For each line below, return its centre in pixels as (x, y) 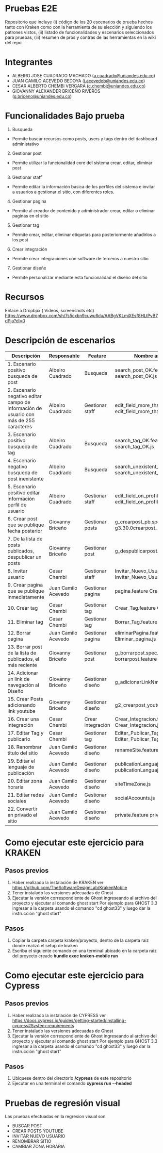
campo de (19, 402)
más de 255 (21, 420)
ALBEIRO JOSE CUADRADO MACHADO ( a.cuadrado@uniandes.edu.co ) (83, 75)
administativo (25, 144)
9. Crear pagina (25, 585)
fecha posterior (25, 531)
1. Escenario (22, 364)
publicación (21, 773)
